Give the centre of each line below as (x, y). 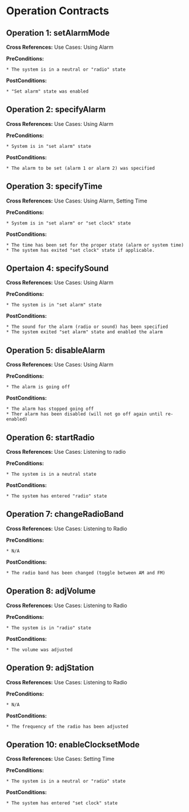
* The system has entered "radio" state (57, 496)
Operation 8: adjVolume (51, 591)
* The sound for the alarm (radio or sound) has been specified (87, 327)
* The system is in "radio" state (49, 628)
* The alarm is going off (38, 387)
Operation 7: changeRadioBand (65, 514)
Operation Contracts (58, 11)
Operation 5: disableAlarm (56, 350)
